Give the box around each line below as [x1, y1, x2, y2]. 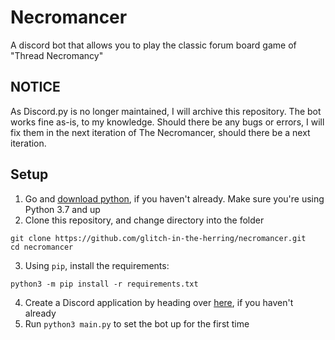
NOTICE [10, 79, 61, 96]
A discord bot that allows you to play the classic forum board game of [10, 39, 297, 51]
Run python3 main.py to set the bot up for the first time [24, 317, 250, 330]
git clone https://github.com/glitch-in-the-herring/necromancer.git [10, 233, 307, 243]
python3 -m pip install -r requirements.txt [10, 279, 199, 289]
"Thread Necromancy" [10, 49, 104, 61]
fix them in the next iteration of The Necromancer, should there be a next [10, 126, 311, 138]
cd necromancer [10, 242, 74, 252]
